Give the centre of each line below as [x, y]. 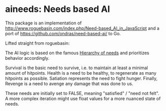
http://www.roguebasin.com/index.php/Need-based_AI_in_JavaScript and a [82, 28]
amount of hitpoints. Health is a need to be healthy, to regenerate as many [81, 73]
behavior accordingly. [27, 58]
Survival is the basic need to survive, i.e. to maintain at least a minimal [77, 68]
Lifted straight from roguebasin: [37, 43]
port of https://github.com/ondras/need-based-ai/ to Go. [63, 33]
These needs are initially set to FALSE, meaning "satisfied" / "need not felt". [82, 93]
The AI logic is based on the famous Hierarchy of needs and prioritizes [77, 53]
